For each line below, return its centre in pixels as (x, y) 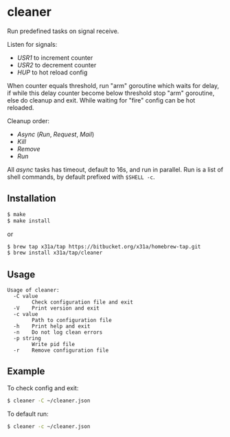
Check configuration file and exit (83, 302)
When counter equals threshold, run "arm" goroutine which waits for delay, (113, 85)
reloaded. (21, 107)
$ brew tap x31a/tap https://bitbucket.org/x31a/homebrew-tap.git (104, 246)
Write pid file (54, 345)
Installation (32, 199)
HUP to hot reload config (52, 72)
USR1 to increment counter (55, 57)
